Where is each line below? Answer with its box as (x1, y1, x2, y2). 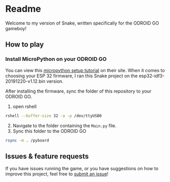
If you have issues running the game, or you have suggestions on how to (5, 166, 159, 172)
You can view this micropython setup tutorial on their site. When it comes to (5, 67, 165, 73)
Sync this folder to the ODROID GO (12, 128, 87, 134)
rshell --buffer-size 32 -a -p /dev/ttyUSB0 (5, 113, 102, 118)
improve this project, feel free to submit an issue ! (5, 171, 109, 177)
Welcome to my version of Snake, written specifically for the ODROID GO (5, 20, 159, 26)
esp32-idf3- (139, 73, 165, 79)
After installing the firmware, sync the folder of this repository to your (5, 88, 152, 94)
